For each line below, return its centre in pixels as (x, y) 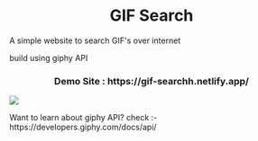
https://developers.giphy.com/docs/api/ (83, 128)
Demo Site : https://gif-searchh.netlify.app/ (152, 81)
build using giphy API (49, 57)
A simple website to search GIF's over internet (95, 40)
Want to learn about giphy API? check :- (83, 118)
